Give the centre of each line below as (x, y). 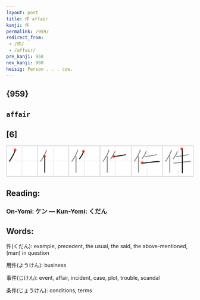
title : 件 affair (27, 19)
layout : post (22, 12)
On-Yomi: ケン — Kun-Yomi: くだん (57, 211)
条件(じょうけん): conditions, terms (49, 290)
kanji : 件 (18, 25)
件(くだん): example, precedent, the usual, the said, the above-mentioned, (97, 246)
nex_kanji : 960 (25, 62)
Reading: (23, 193)
